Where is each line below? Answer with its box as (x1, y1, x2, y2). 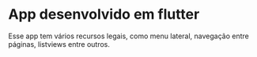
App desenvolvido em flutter (8, 5, 200, 23)
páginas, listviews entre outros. (8, 39, 111, 48)
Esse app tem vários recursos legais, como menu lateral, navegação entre (8, 31, 249, 41)
